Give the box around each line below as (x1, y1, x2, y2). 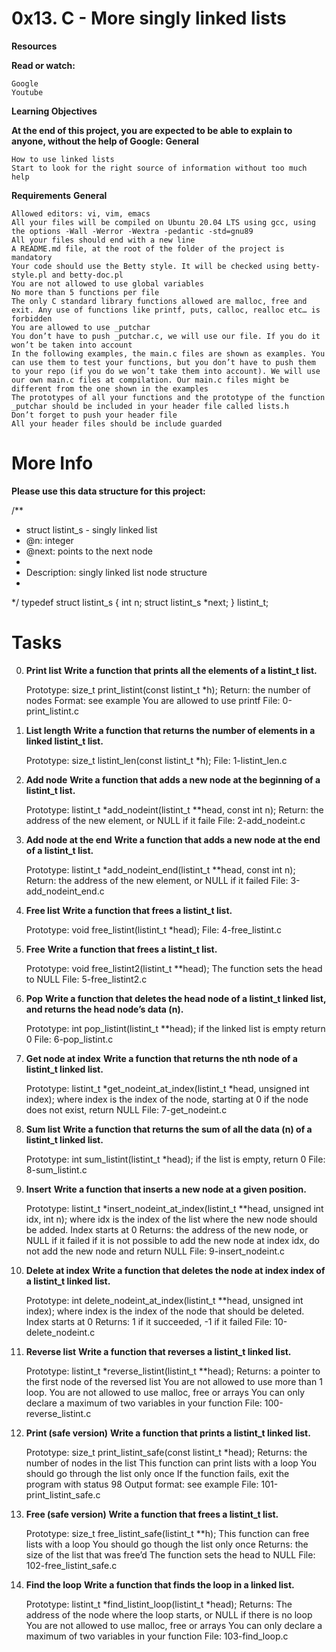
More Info (11, 452, 94, 475)
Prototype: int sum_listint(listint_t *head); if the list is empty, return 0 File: (25, 1153, 326, 1165)
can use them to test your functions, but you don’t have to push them (11, 357, 316, 367)
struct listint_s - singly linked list (25, 523, 158, 536)
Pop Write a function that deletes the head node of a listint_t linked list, (25, 992, 327, 1004)
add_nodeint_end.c (25, 885, 105, 897)
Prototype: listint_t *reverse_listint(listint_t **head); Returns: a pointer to (25, 1365, 321, 1377)
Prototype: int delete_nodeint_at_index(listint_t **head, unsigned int (25, 1294, 304, 1306)
